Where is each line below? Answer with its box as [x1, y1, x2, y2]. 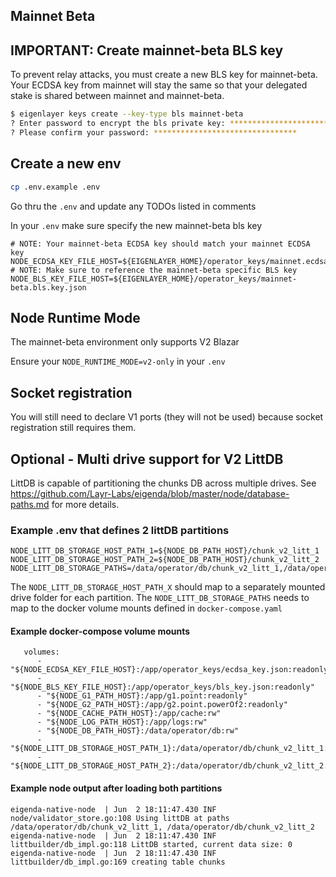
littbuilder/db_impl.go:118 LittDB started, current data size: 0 [10, 839, 293, 849]
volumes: [23, 647, 60, 658]
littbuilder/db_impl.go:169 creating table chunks [10, 857, 226, 867]
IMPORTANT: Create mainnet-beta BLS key [10, 42, 284, 59]
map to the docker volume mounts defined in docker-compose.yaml [10, 602, 283, 614]
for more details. [51, 498, 120, 510]
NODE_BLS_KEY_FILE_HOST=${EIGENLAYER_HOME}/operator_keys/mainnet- [10, 274, 298, 284]
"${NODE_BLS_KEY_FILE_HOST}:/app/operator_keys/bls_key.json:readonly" [10, 682, 315, 693]
